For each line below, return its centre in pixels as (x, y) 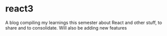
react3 (19, 9)
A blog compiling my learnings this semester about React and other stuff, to (84, 22)
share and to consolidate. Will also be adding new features (66, 27)
